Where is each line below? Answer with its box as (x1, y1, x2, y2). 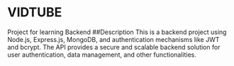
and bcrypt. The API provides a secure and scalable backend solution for (7, 43, 221, 51)
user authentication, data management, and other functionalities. (7, 50, 197, 59)
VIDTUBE (7, 4, 62, 21)
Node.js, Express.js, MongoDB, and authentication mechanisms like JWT (7, 35, 220, 43)
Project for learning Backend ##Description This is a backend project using (7, 28, 227, 36)
